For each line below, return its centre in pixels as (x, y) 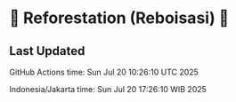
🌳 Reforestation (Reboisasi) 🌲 (119, 18)
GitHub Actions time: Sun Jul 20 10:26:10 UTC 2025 (104, 72)
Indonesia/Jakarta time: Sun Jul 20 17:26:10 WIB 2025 (108, 89)
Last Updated (47, 51)
